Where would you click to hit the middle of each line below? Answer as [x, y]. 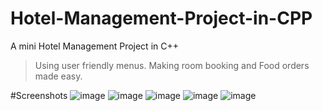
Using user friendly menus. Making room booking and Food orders [172, 65]
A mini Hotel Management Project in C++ [94, 46]
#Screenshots [39, 95]
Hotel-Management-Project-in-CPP [161, 18]
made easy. [58, 76]
